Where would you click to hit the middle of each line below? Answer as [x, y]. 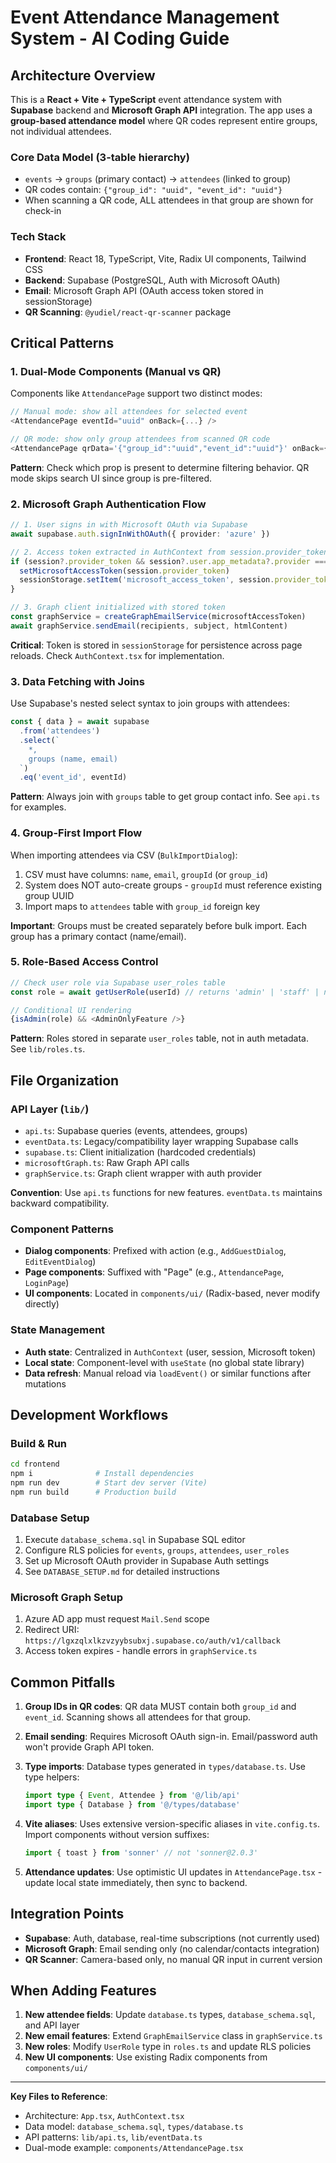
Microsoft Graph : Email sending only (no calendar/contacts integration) [172, 1948]
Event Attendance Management [145, 17]
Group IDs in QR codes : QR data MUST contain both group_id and [160, 1707]
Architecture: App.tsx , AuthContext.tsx [104, 2116]
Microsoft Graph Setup [67, 1598]
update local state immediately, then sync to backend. [136, 1882]
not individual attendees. [61, 131]
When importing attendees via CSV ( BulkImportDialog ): [124, 855]
